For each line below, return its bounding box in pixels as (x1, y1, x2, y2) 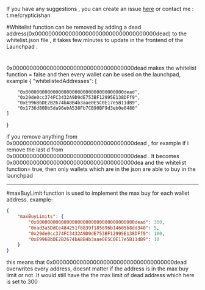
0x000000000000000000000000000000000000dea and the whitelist (6, 159, 187, 167)
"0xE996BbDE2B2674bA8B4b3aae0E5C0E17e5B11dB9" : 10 (28, 236, 160, 242)
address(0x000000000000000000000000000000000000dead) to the (6, 30, 187, 37)
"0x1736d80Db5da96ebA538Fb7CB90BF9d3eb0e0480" (17, 105, 138, 112)
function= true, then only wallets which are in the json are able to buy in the (6, 165, 196, 173)
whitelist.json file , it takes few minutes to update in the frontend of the (6, 37, 184, 43)
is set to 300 (6, 278, 38, 286)
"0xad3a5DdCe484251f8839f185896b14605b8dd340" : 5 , (28, 225, 160, 231)
